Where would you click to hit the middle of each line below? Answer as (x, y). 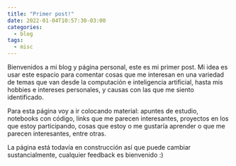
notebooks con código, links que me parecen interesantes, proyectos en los (118, 118)
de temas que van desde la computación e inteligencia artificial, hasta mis (115, 82)
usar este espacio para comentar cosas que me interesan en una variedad (116, 74)
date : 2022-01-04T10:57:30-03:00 (57, 21)
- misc (23, 47)
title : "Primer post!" (41, 14)
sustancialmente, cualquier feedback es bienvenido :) (85, 155)
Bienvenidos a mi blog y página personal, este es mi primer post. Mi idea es (118, 67)
